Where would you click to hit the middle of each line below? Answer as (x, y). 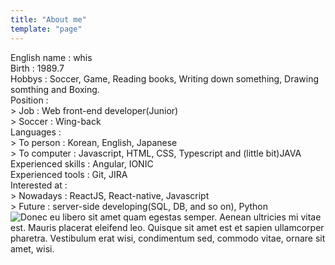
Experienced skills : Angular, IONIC (82, 163)
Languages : (36, 132)
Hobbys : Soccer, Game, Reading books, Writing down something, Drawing (165, 78)
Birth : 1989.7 (37, 68)
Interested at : (39, 185)
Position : (29, 100)
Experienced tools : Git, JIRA (69, 174)
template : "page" (46, 29)
